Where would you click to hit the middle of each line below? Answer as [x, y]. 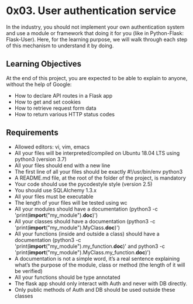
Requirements [32, 133]
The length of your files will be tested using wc [71, 202]
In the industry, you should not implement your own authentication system [95, 27]
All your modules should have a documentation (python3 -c [86, 209]
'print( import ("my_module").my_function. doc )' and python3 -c [90, 246]
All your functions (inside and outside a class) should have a [87, 234]
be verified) [28, 271]
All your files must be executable [54, 196]
